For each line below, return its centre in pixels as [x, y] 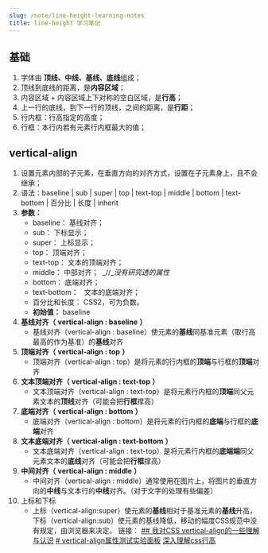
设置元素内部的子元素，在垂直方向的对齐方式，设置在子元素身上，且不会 [139, 173]
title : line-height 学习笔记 [55, 23]
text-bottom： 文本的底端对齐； [86, 292]
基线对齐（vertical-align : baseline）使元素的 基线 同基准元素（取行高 [144, 332]
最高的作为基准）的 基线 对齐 [78, 342]
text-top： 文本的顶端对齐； [78, 262]
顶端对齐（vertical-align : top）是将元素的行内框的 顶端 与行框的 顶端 [142, 362]
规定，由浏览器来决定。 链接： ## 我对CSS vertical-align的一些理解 [150, 531]
